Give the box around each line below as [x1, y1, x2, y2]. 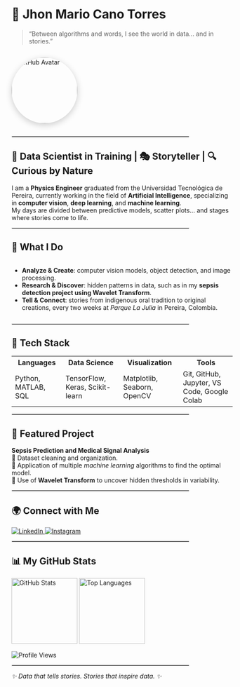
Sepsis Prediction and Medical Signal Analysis [11, 447, 149, 455]
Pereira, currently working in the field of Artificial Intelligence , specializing [11, 191, 229, 199]
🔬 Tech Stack [11, 336, 70, 349]
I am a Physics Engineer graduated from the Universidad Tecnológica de [11, 184, 223, 192]
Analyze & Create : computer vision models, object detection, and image [21, 266, 231, 274]
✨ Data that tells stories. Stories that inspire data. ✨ [11, 672, 162, 680]
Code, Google [182, 387, 229, 397]
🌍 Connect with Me [11, 505, 100, 517]
